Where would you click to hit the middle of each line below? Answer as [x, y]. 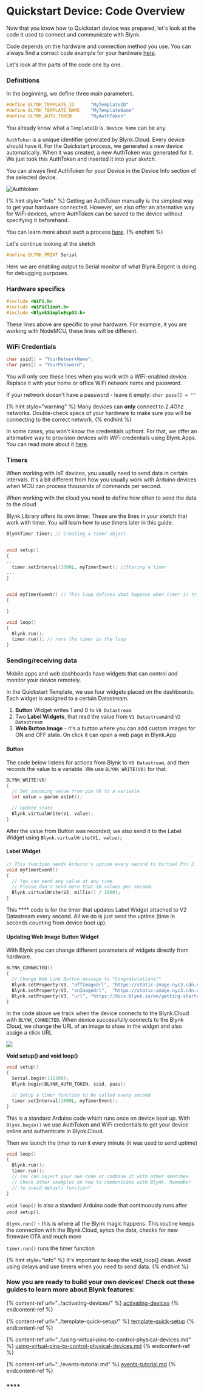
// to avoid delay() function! [51, 1188]
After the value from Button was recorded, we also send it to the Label [94, 831]
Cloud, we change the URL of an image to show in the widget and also [94, 1026]
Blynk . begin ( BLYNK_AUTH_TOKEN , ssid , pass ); [69, 1084]
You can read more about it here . [47, 444]
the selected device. [32, 177]
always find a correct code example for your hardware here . [81, 52]
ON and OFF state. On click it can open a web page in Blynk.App [96, 735]
